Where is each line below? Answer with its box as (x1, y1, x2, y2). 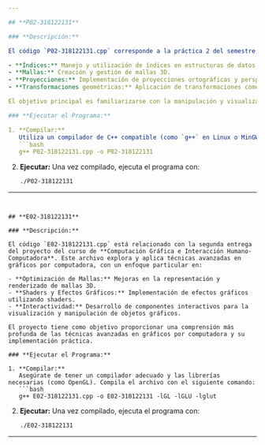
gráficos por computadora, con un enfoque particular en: (8, 261, 203, 269)
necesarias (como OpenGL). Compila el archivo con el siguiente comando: (8, 379, 256, 387)
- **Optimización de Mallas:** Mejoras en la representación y (8, 275, 221, 283)
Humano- (226, 248, 252, 256)
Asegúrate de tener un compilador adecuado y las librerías (18, 372, 221, 380)
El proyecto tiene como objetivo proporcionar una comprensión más (8, 323, 235, 331)
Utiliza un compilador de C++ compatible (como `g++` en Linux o (18, 133, 238, 141)
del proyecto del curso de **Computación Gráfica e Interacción (8, 248, 224, 256)
